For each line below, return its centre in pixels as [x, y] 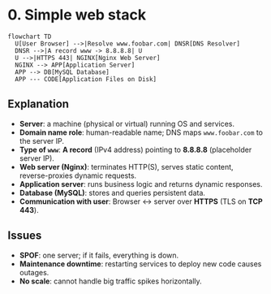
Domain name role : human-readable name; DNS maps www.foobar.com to [141, 132]
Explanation [39, 104]
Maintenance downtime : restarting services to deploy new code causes [140, 264]
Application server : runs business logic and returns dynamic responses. [141, 184]
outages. [34, 272]
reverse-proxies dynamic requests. [78, 175]
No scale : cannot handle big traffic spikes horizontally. [110, 281]
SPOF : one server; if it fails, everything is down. [99, 255]
